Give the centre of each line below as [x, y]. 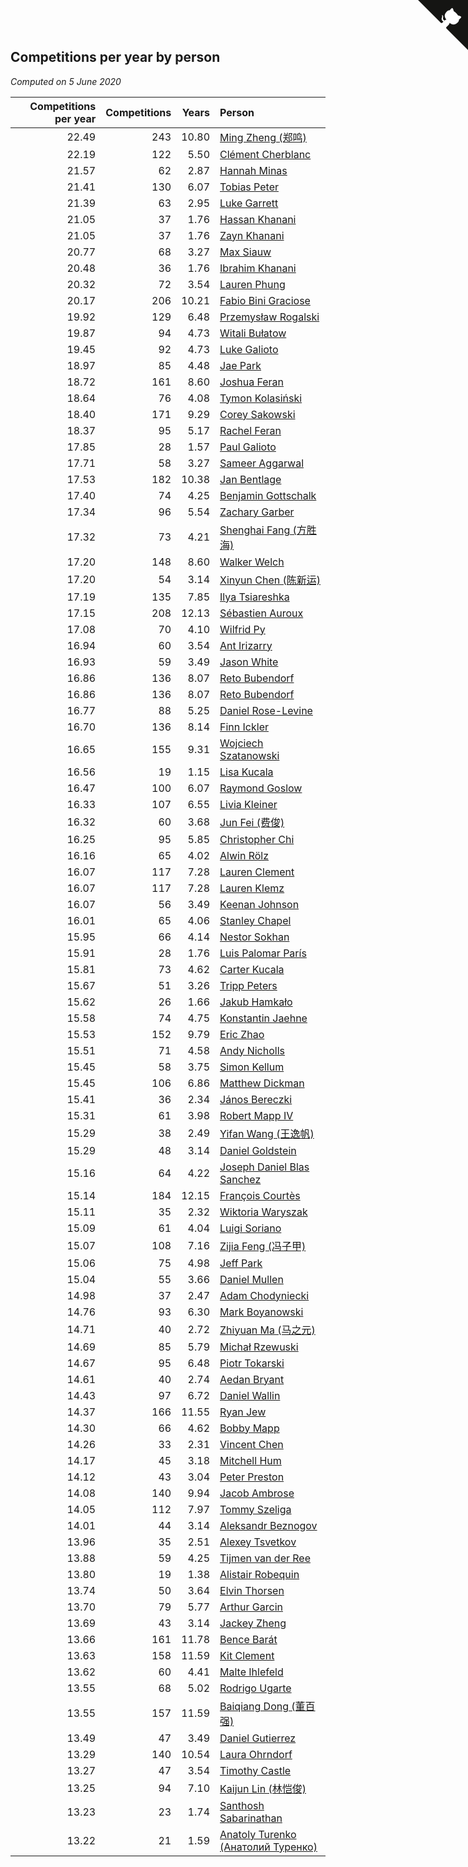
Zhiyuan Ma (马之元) [267, 1330]
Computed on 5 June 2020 [66, 81]
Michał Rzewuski [259, 1347]
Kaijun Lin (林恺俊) [263, 1788]
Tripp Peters [248, 985]
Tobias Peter [249, 187]
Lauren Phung [252, 284]
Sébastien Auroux [261, 613]
